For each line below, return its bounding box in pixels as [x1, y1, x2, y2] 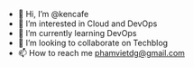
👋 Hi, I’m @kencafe [17, 9, 89, 19]
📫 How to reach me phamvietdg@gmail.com [17, 48, 185, 58]
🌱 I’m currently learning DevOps [17, 28, 137, 38]
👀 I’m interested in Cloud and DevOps [17, 18, 158, 29]
